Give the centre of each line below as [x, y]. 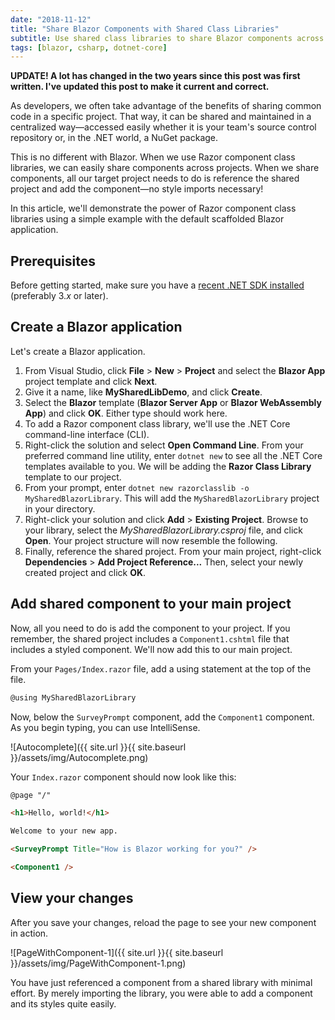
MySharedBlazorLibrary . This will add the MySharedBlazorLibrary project [172, 498]
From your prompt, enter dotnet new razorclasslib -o [137, 487]
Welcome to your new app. [64, 831]
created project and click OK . [85, 572]
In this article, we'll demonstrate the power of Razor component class [153, 208]
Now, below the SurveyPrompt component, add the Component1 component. [162, 717]
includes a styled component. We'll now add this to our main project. [151, 649]
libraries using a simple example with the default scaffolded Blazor [147, 219]
